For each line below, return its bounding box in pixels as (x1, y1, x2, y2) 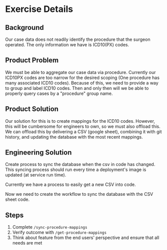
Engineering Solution (5, 148, 72, 157)
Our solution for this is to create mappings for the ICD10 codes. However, (5, 118, 156, 124)
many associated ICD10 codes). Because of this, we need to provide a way (5, 80, 159, 85)
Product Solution (5, 105, 59, 113)
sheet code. (5, 196, 30, 202)
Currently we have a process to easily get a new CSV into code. (5, 181, 136, 187)
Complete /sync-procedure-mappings (12, 224, 88, 230)
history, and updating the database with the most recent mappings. (5, 134, 143, 140)
